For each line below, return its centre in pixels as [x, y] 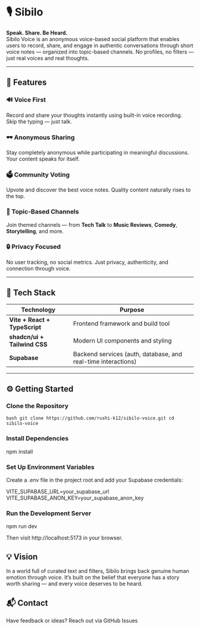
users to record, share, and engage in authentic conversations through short [100, 45]
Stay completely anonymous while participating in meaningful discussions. [98, 152]
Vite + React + [30, 319]
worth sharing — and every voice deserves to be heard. [74, 584]
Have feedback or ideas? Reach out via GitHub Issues [72, 620]
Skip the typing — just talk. [39, 121]
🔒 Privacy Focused [34, 247]
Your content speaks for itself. [43, 159]
